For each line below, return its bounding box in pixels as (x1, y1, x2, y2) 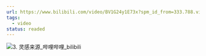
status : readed (6, 26, 45, 32)
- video (12, 20, 32, 26)
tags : (6, 15, 20, 21)
